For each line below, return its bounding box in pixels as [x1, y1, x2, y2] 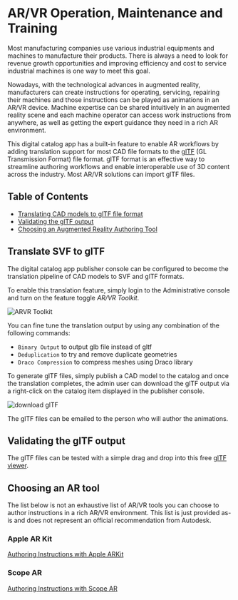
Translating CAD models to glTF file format [17, 209, 144, 218]
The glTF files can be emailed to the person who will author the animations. [7, 414, 229, 422]
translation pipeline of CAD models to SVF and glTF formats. [7, 272, 185, 280]
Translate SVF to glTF [7, 245, 105, 258]
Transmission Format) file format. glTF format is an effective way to [7, 155, 205, 163]
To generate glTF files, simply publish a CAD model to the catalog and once [7, 371, 229, 380]
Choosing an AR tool [7, 482, 100, 494]
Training [7, 20, 58, 36]
